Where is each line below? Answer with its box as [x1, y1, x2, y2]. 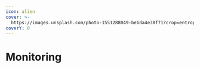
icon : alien [5, 8, 35, 15]
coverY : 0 [5, 25, 30, 31]
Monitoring [5, 51, 62, 64]
